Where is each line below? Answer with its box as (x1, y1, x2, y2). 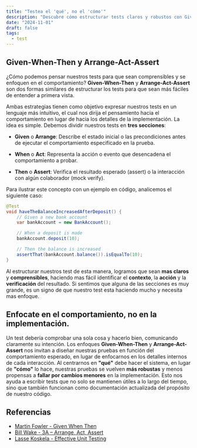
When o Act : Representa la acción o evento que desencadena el (14, 151, 171, 158)
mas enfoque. (6, 292, 40, 299)
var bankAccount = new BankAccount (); (16, 220, 111, 225)
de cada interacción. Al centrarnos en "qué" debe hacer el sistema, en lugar (6, 359, 191, 366)
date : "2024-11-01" (6, 19, 54, 25)
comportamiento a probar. (14, 156, 78, 164)
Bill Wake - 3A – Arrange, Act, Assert (14, 429, 104, 436)
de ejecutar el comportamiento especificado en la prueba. (14, 139, 155, 146)
